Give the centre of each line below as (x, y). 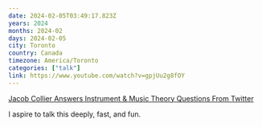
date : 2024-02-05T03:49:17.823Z (62, 16)
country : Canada (35, 53)
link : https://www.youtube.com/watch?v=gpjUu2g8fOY (96, 76)
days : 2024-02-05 (37, 38)
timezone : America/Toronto (53, 61)
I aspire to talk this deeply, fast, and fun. (75, 114)
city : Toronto (32, 46)
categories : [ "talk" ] (45, 68)
